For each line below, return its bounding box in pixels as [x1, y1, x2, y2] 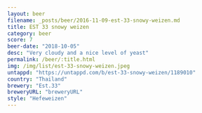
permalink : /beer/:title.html [7, 56, 96, 63]
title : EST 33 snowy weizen [7, 23, 90, 30]
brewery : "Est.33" [7, 82, 61, 89]
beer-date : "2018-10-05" [7, 43, 80, 50]
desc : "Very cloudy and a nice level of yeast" [7, 50, 149, 57]
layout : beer [7, 10, 46, 18]
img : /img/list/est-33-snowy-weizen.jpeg [7, 62, 130, 69]
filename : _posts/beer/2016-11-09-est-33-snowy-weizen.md [7, 17, 180, 24]
